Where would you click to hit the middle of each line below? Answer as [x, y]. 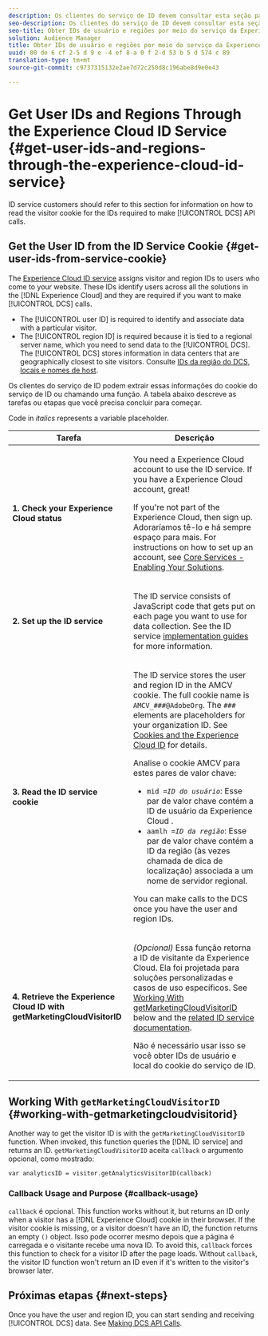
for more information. [173, 646]
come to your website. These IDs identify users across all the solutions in [128, 286]
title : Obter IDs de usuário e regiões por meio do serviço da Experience [135, 46]
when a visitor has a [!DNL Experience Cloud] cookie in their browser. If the [132, 1219]
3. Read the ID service [55, 792]
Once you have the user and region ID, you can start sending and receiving [131, 1314]
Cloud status [37, 518]
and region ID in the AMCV [183, 685]
